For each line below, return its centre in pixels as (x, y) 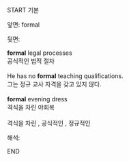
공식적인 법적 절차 (31, 61)
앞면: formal (23, 25)
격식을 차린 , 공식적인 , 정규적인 (49, 123)
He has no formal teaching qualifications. (66, 76)
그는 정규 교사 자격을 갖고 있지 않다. (54, 84)
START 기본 (23, 10)
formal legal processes (40, 53)
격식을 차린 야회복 (31, 107)
